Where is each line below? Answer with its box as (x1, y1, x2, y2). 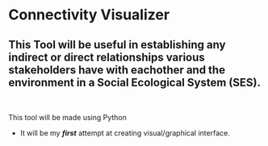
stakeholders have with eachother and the (8, 63, 226, 77)
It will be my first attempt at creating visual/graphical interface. (19, 128, 230, 138)
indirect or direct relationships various (8, 50, 206, 64)
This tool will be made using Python (8, 113, 128, 122)
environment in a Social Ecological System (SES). (8, 75, 261, 90)
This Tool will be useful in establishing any (8, 38, 226, 52)
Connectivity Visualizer (8, 6, 170, 24)
